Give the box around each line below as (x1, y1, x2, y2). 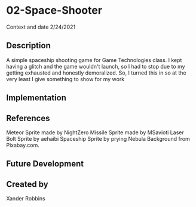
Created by (6, 179, 49, 189)
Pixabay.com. (6, 141, 40, 149)
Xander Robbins (6, 195, 46, 202)
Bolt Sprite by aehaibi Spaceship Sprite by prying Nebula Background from (6, 135, 190, 142)
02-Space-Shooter (6, 4, 103, 17)
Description (6, 41, 51, 51)
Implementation (6, 93, 67, 103)
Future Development (6, 159, 84, 169)
